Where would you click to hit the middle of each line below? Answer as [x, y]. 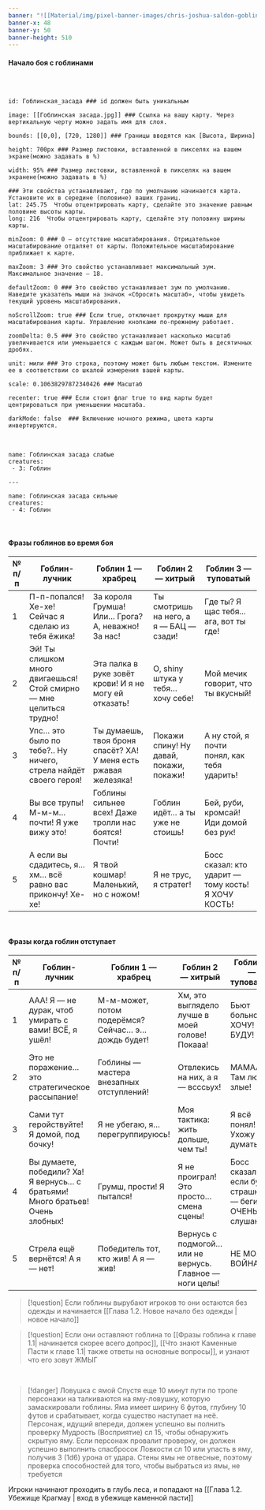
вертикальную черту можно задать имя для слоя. [88, 122]
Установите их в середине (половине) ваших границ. [95, 198]
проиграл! [197, 1176]
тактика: [194, 1119]
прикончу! [49, 894]
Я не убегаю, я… [129, 1124]
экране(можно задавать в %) [54, 157]
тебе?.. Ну [48, 750]
